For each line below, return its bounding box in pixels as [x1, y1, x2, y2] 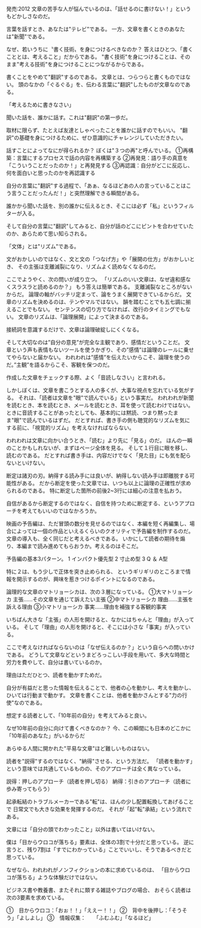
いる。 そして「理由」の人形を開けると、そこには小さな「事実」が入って [6, 623, 185, 631]
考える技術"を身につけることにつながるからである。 [19, 61, 148, 68]
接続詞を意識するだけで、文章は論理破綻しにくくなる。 [6, 326, 142, 333]
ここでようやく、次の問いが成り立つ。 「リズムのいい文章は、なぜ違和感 [6, 276, 186, 283]
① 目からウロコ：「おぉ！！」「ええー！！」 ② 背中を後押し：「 [6, 907, 172, 914]
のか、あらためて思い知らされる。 [6, 230, 90, 237]
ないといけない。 [6, 459, 48, 466]
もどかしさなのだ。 [6, 13, 54, 20]
